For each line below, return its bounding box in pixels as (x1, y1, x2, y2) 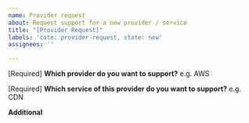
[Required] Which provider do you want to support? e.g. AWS (8, 69, 210, 78)
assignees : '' (8, 41, 55, 49)
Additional (8, 107, 43, 118)
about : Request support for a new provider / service (8, 19, 188, 27)
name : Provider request (8, 11, 86, 20)
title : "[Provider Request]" (8, 26, 103, 34)
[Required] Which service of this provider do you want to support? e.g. (8, 84, 241, 94)
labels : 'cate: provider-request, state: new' (8, 33, 163, 42)
